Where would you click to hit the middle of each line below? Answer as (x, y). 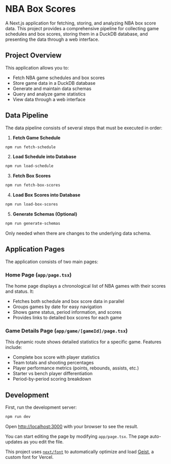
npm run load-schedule (29, 166)
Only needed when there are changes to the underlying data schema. (78, 233)
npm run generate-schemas (33, 224)
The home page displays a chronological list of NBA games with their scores (86, 286)
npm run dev (18, 417)
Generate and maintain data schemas (52, 88)
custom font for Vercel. (29, 457)
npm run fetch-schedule (31, 147)
